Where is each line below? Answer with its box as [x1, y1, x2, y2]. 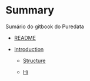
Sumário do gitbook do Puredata [5, 23, 85, 30]
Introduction [14, 45, 44, 53]
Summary [5, 4, 54, 17]
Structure [22, 57, 46, 64]
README [14, 34, 36, 41]
